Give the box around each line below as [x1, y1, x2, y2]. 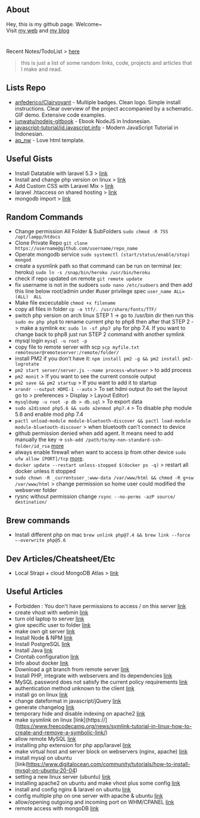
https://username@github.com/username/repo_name [14, 246, 138, 252]
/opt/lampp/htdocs [14, 234, 61, 240]
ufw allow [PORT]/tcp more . [14, 455, 85, 462]
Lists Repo [6, 83, 46, 93]
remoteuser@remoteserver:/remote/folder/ [14, 350, 119, 356]
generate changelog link [14, 703, 74, 710]
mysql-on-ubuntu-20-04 [14, 767, 76, 774]
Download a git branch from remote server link [14, 666, 130, 673]
